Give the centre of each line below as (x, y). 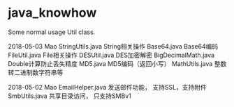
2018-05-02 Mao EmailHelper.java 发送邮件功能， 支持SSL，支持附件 (107, 87)
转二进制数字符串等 (36, 72)
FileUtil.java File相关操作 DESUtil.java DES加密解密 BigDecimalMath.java (111, 55)
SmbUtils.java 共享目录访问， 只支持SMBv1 (70, 96)
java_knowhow (52, 13)
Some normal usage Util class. (52, 32)
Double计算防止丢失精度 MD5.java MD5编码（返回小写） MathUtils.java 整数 (117, 63)
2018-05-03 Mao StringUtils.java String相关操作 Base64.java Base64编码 (113, 46)
